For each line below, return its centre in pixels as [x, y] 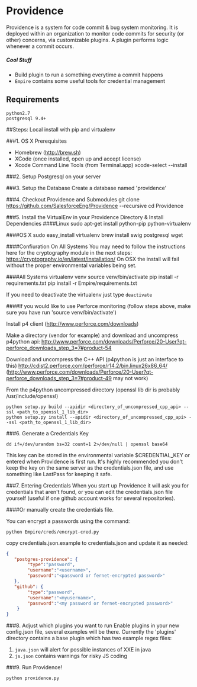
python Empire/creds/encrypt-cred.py [53, 532]
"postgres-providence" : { [46, 559]
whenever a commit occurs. [40, 46]
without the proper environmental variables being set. [72, 265]
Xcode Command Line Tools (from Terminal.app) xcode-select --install [101, 165]
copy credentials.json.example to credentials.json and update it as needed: [98, 542]
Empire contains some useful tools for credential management [90, 81]
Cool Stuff [19, 60]
